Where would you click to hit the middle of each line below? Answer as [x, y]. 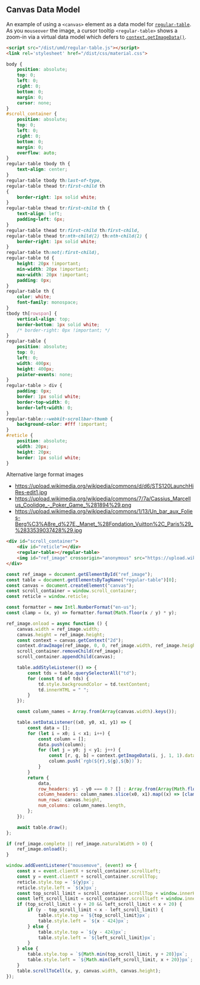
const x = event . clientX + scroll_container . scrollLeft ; [89, 871]
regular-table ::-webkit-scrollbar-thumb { [60, 419]
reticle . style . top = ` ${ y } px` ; [56, 882]
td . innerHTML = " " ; [63, 690]
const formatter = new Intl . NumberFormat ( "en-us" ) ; [71, 608]
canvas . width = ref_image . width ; [58, 629]
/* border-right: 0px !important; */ [64, 330]
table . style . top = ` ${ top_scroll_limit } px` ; [94, 916]
